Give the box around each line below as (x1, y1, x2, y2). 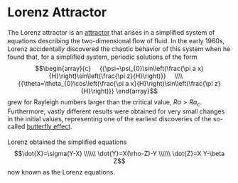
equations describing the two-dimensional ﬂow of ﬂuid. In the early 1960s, (7, 36, 225, 45)
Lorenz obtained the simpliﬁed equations (7, 138, 127, 146)
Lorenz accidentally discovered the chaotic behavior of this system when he (7, 44, 231, 53)
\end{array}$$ (116, 87, 158, 95)
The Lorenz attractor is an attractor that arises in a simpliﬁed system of (7, 28, 215, 36)
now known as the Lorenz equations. (7, 167, 116, 176)
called (7, 122, 26, 131)
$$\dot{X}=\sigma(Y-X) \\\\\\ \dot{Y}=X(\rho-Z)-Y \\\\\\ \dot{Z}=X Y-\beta (13, 149, 225, 157)
